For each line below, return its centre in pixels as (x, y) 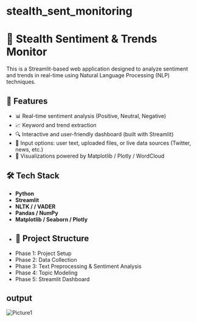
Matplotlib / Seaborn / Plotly (51, 219)
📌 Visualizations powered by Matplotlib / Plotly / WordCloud (90, 156)
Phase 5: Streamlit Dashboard (52, 279)
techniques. (21, 82)
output (19, 298)
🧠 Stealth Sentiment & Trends (82, 39)
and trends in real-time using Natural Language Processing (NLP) (88, 75)
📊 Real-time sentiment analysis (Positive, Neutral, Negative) (91, 116)
